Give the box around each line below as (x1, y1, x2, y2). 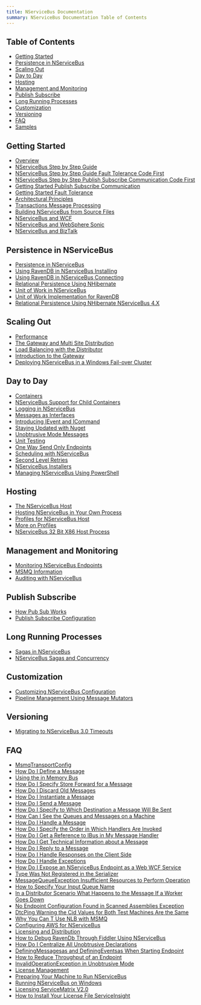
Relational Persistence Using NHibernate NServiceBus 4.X (14, 299, 160, 307)
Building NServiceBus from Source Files (14, 208, 115, 215)
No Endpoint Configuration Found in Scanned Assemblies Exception (14, 902, 184, 910)
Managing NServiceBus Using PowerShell (14, 469, 120, 476)
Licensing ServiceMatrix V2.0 (14, 986, 89, 993)
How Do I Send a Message (14, 800, 81, 807)
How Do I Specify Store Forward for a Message (14, 780, 133, 788)
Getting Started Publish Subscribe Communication (14, 182, 141, 190)
